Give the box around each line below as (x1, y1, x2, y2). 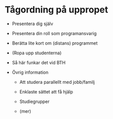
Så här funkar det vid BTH (12, 59, 66, 65)
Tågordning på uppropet (5, 4, 108, 16)
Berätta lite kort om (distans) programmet (12, 40, 98, 46)
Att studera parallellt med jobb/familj (19, 79, 95, 85)
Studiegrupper (19, 98, 50, 104)
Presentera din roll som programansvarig (12, 30, 97, 36)
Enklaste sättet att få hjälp (19, 88, 73, 94)
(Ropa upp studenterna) (12, 50, 62, 56)
